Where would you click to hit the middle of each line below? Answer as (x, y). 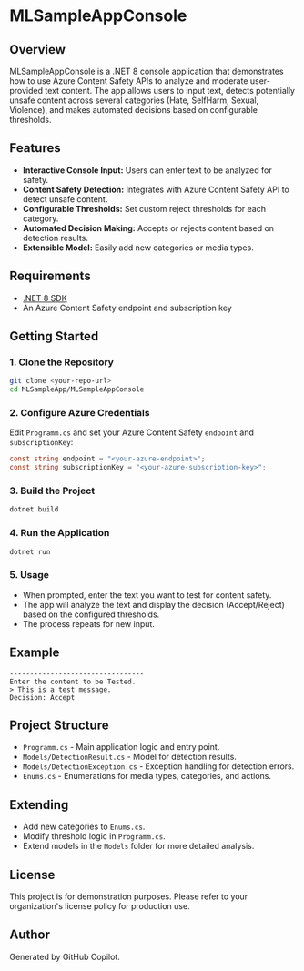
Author (30, 935)
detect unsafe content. (65, 199)
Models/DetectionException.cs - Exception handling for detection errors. (158, 766)
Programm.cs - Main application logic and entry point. (121, 747)
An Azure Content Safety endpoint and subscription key (127, 308)
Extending (39, 805)
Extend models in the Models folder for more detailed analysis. (138, 846)
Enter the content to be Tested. (73, 682)
